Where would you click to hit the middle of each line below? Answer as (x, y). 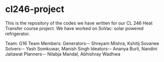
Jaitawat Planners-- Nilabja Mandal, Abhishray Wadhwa (63, 54)
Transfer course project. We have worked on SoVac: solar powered (74, 28)
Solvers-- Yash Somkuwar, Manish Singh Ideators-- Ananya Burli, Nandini (81, 48)
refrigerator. (18, 33)
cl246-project (35, 9)
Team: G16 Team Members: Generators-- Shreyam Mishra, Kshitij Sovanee (82, 43)
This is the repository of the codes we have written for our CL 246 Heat (79, 23)
